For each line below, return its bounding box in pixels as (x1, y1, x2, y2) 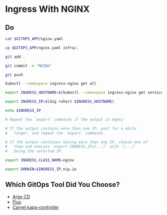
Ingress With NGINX (5, 3, 90, 15)
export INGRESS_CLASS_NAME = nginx (5, 158, 75, 163)
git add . (5, 54, 26, 59)
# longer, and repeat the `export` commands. (5, 131, 106, 136)
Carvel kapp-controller (12, 204, 59, 210)
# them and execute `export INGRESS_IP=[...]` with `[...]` (5, 144, 137, 149)
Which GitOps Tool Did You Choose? (5, 180, 120, 189)
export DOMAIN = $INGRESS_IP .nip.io (5, 167, 77, 172)
